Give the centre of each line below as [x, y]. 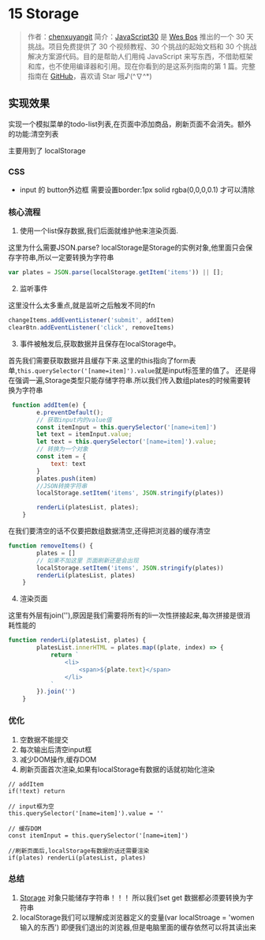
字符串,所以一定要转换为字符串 [64, 258]
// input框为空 [31, 807]
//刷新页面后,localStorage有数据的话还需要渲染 [79, 851]
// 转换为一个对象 [62, 449]
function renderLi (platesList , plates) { [77, 641]
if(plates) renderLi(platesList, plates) [77, 858]
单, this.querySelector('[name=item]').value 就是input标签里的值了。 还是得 [132, 370]
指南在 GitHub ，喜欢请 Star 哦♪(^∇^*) [90, 76]
